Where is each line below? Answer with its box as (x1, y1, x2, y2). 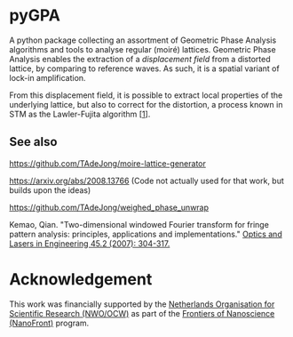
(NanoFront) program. (9, 317, 90, 328)
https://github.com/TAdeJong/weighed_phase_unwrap (9, 202, 210, 213)
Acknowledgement (9, 269, 153, 289)
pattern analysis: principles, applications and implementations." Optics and (9, 229, 282, 239)
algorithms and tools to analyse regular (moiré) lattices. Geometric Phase (9, 44, 277, 54)
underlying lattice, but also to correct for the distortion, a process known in (9, 99, 283, 109)
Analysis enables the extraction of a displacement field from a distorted (9, 53, 271, 64)
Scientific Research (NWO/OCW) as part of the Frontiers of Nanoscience (9, 308, 275, 318)
